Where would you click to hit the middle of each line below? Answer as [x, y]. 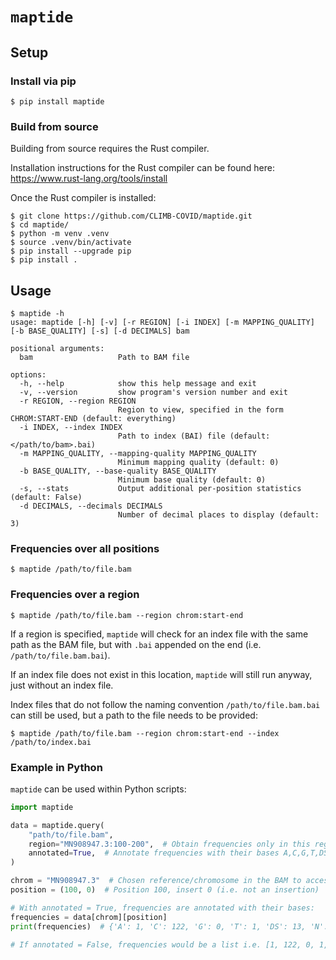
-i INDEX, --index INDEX [71, 427]
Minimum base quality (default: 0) [192, 479]
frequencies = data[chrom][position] [89, 917]
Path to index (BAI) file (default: [194, 436]
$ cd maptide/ [40, 225]
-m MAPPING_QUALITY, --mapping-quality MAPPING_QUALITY [138, 453]
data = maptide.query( [57, 825]
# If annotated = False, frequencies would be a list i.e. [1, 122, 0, [162, 944]
